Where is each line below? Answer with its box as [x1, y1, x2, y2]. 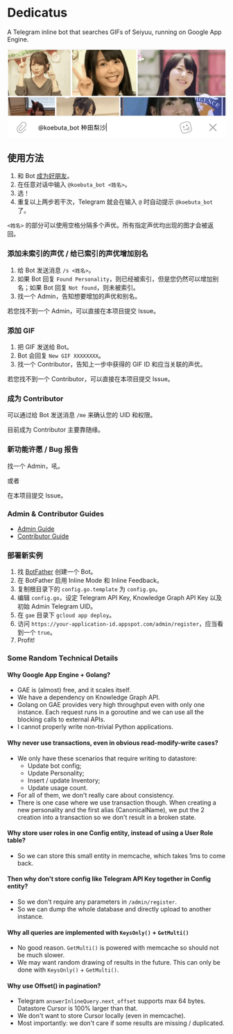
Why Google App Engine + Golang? [7, 670, 111, 678]
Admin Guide [17, 525, 55, 533]
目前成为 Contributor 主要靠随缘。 [7, 426, 105, 434]
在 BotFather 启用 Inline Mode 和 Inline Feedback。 [17, 577, 163, 585]
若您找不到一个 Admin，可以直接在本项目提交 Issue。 [7, 306, 160, 315]
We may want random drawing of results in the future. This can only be [17, 958, 221, 967]
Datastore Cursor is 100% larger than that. [17, 1004, 138, 1013]
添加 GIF [7, 326, 35, 335]
